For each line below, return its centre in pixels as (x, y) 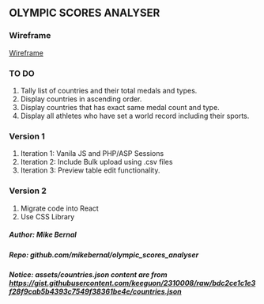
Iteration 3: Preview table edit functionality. (90, 170)
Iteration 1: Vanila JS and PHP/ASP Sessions (92, 154)
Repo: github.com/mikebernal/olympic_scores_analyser (104, 255)
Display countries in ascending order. (81, 99)
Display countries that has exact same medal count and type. (120, 107)
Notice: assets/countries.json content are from (88, 274)
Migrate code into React (60, 208)
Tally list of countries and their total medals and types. (109, 90)
